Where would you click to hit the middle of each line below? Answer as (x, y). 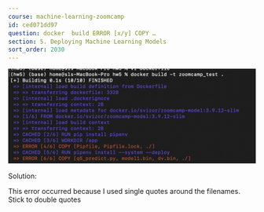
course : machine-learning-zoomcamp (66, 16)
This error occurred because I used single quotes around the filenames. (125, 192)
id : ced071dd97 (33, 25)
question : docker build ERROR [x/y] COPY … (82, 33)
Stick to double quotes (44, 199)
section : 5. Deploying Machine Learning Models (88, 42)
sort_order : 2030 (37, 50)
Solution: (22, 176)
